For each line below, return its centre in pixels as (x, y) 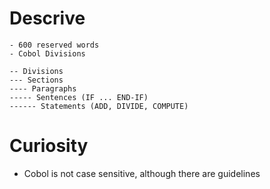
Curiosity (49, 146)
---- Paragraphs (43, 88)
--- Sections (36, 80)
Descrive (47, 18)
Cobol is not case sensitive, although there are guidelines (142, 173)
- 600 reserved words (54, 45)
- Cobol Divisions (47, 53)
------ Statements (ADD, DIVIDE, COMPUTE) (99, 106)
